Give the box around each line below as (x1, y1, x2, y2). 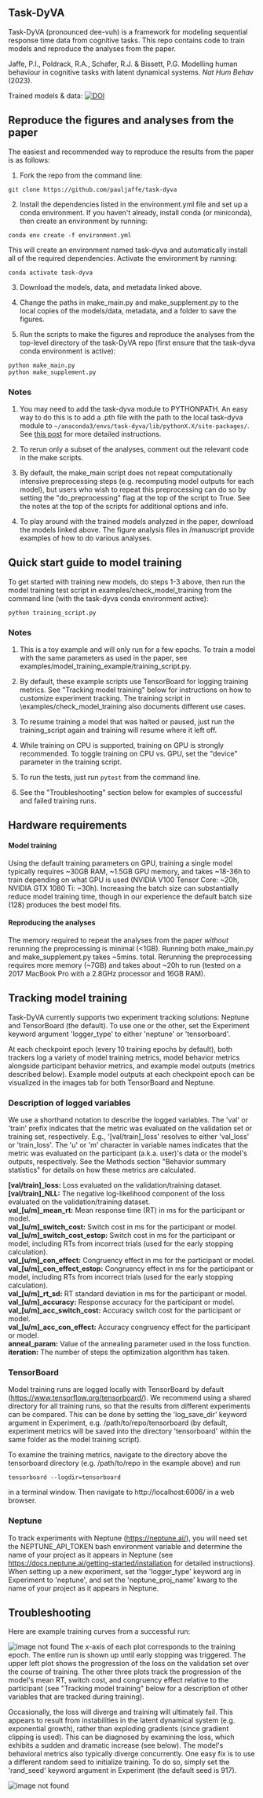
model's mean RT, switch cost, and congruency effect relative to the (8, 1675, 229, 1685)
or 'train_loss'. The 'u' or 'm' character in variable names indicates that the (8, 1140, 249, 1149)
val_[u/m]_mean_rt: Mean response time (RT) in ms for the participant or (8, 1205, 246, 1214)
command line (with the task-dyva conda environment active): (8, 593, 209, 603)
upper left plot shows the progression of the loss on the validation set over (8, 1659, 249, 1668)
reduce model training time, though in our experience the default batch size (8, 892, 253, 901)
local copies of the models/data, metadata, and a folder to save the (19, 306, 237, 315)
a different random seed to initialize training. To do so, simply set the (8, 1757, 230, 1767)
